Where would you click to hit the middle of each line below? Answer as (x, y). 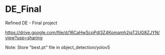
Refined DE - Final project (31, 23)
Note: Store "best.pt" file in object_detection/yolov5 (58, 47)
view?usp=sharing (24, 38)
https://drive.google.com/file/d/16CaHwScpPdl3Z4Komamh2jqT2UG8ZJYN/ (82, 32)
